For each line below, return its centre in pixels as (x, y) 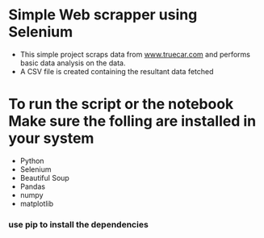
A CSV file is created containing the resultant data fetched (117, 71)
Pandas (33, 186)
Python (32, 161)
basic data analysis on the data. (73, 63)
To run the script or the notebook (121, 104)
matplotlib (37, 203)
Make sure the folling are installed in (132, 121)
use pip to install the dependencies (79, 224)
